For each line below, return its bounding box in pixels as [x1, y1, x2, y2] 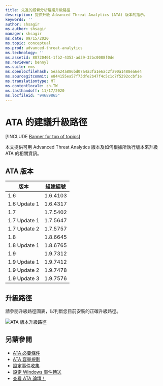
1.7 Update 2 [8, 225, 40, 233]
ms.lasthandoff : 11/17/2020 [5, 88, 65, 93]
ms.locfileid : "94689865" [5, 93, 60, 98]
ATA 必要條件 [12, 350, 41, 356]
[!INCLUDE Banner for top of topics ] [5, 134, 80, 140]
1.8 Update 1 [8, 242, 40, 249]
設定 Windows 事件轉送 [12, 369, 62, 375]
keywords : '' [5, 17, 33, 22]
